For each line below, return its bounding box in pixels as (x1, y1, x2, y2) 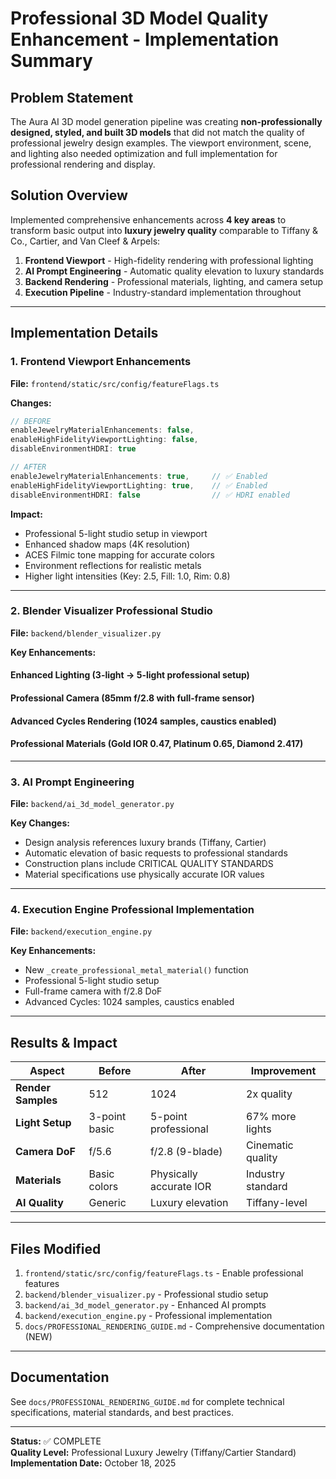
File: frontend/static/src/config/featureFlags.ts (10, 377, 220, 389)
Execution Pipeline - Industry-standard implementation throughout (24, 286, 302, 298)
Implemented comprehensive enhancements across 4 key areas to (10, 213, 287, 226)
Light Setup (15, 1116, 72, 1130)
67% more (246, 1110, 297, 1124)
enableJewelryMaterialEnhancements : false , (10, 425, 195, 436)
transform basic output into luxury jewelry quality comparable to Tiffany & (10, 224, 319, 236)
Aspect (29, 1064, 65, 1078)
